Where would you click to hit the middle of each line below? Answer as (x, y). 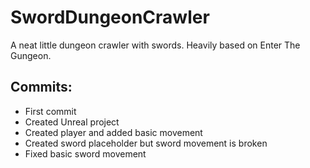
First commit (50, 111)
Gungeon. (31, 55)
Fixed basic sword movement (85, 153)
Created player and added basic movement (113, 132)
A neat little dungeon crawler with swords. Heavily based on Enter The (155, 45)
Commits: (41, 87)
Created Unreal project (72, 122)
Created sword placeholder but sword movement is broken (146, 143)
